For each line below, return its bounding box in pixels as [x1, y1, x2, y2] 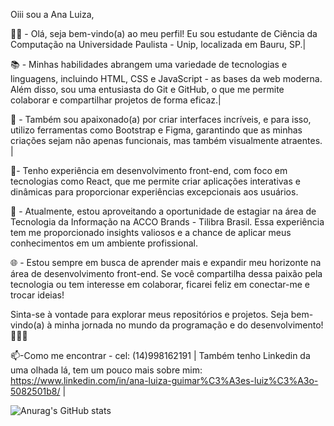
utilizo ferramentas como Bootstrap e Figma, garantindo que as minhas [10, 124, 303, 136]
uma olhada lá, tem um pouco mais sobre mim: [10, 364, 203, 376]
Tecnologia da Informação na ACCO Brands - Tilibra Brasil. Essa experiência [10, 216, 325, 228]
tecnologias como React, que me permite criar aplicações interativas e [10, 175, 301, 187]
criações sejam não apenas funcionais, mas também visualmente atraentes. [10, 135, 323, 146]
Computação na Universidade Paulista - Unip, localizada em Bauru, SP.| [10, 39, 307, 50]
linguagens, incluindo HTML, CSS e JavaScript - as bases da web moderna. [10, 73, 323, 84]
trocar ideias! [10, 289, 65, 301]
